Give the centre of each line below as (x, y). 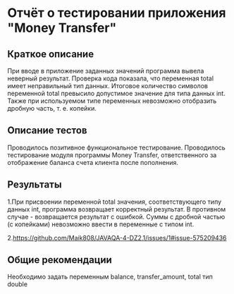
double (18, 284)
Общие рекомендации (60, 260)
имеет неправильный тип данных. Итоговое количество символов (107, 86)
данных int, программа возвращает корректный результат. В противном (117, 209)
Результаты (35, 185)
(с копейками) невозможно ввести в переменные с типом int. (101, 224)
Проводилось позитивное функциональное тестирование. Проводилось (116, 147)
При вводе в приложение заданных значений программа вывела (106, 71)
